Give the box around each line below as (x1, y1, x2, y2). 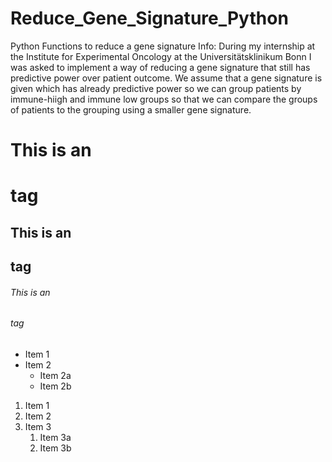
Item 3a (39, 431, 72, 443)
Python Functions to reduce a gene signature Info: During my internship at (10, 40, 316, 52)
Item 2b (39, 380, 72, 392)
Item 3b (39, 442, 72, 454)
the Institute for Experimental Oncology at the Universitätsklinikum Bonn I (10, 50, 312, 62)
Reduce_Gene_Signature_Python (10, 7, 289, 30)
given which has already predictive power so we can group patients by (10, 82, 302, 94)
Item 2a (39, 369, 72, 381)
